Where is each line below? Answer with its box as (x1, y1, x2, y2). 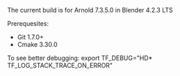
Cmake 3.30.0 (17, 40, 58, 48)
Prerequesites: (7, 20, 49, 27)
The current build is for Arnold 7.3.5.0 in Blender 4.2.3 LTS (7, 6, 173, 14)
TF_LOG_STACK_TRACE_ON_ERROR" (7, 61, 113, 69)
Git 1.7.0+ (17, 33, 44, 41)
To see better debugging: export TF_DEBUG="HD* (7, 54, 153, 62)
